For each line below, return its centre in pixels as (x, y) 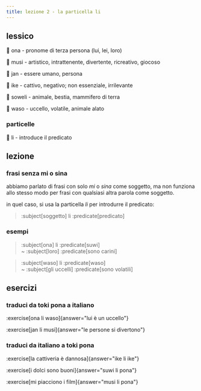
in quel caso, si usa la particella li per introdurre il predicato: (80, 204)
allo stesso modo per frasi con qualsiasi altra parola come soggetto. (90, 193)
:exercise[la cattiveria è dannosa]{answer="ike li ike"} (73, 359)
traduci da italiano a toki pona (50, 345)
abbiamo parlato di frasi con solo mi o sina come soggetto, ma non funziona (101, 186)
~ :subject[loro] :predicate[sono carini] (69, 251)
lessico (20, 36)
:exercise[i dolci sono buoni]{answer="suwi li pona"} (72, 370)
